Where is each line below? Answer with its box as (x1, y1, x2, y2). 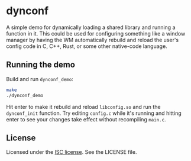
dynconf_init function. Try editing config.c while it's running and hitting (6, 110, 182, 117)
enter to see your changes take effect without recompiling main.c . (6, 115, 167, 123)
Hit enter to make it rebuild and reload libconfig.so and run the (6, 103, 161, 110)
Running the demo (6, 60, 76, 70)
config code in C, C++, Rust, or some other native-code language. (6, 43, 167, 50)
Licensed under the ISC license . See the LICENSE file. (6, 149, 137, 156)
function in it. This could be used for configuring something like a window (6, 30, 186, 37)
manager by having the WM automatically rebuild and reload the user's (6, 36, 179, 43)
